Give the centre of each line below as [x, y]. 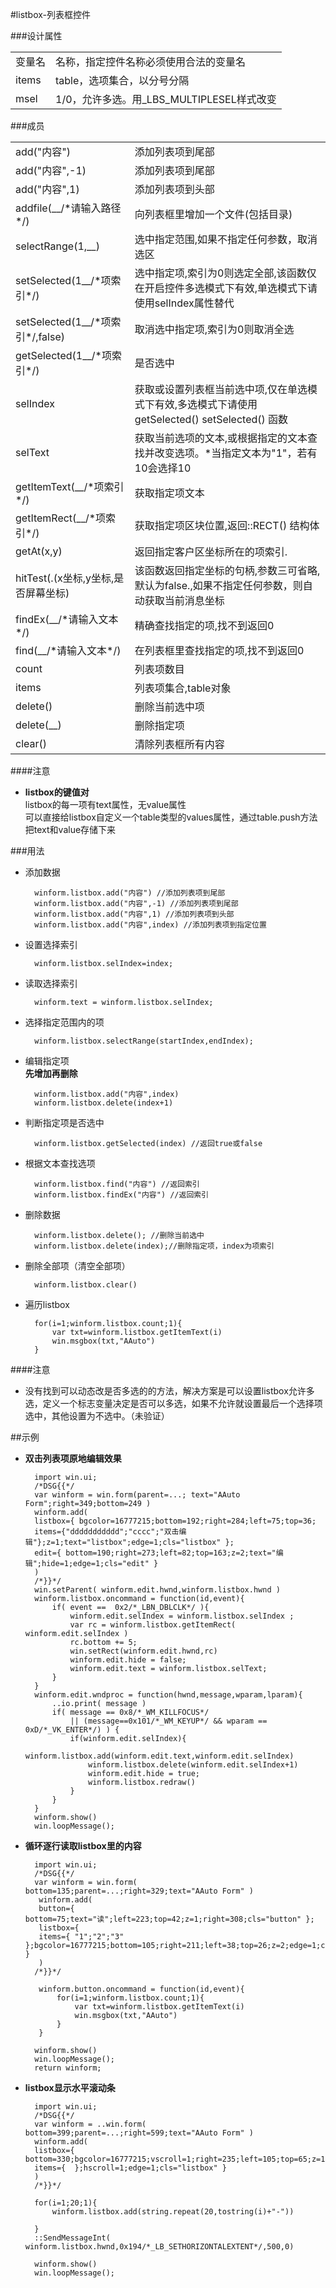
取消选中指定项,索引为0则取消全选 [214, 329]
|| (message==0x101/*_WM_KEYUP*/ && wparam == [168, 1721]
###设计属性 [36, 36]
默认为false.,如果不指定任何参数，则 [218, 585]
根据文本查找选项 [60, 1163]
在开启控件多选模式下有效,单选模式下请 [226, 288]
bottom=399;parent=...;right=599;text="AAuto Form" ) [139, 2133]
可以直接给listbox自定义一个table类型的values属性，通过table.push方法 [171, 817]
